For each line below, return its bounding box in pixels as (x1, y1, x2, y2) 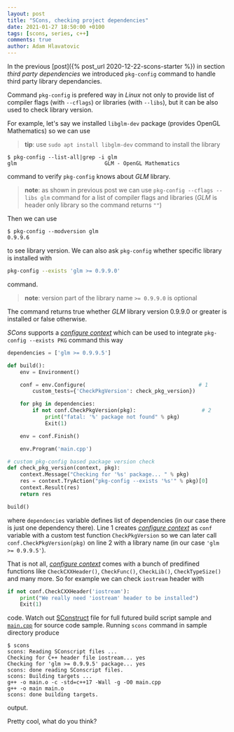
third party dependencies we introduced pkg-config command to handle (7, 69, 216, 78)
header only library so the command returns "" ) (24, 201, 163, 209)
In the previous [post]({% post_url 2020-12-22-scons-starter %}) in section (7, 62, 226, 70)
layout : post (7, 10, 46, 18)
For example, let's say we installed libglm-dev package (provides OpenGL (7, 119, 221, 127)
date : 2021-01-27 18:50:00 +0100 (7, 23, 105, 30)
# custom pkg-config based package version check (7, 458, 156, 465)
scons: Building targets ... (7, 673, 92, 680)
